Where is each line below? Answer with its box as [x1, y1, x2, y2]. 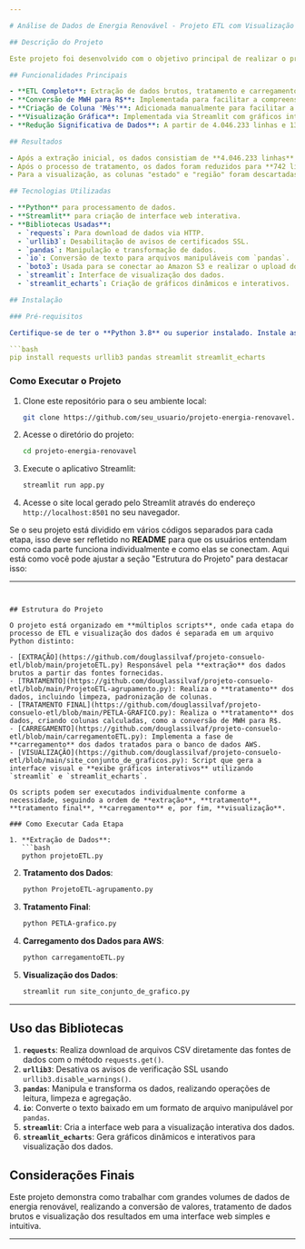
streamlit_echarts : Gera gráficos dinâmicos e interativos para [22, 1132, 256, 1143]
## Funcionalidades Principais [9, 70, 128, 80]
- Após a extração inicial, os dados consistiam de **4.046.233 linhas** [9, 154, 295, 163]
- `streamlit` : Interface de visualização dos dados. [17, 271, 225, 280]
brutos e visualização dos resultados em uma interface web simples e [9, 1211, 271, 1222]
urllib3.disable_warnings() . [22, 1074, 132, 1085]
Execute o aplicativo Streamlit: [22, 463, 136, 474]
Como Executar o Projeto [9, 374, 122, 387]
